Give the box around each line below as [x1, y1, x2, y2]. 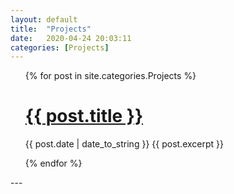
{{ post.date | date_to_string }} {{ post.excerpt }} [24, 138, 224, 150]
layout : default [10, 14, 78, 25]
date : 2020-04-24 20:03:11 [10, 33, 132, 43]
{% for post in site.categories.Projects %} [24, 70, 197, 82]
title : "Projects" [10, 24, 92, 34]
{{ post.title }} [24, 105, 144, 128]
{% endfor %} [24, 157, 83, 170]
